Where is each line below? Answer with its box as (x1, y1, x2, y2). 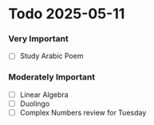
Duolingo (19, 99, 50, 108)
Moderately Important (8, 72, 96, 83)
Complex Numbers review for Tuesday (19, 107, 147, 117)
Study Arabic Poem (19, 51, 84, 61)
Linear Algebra (19, 89, 69, 100)
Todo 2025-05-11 (8, 5, 125, 23)
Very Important (8, 33, 69, 45)
